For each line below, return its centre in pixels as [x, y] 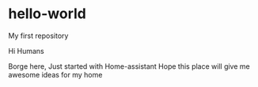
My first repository [38, 36]
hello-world [47, 14]
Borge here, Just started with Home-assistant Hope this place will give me [129, 66]
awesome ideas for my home [55, 74]
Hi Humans [27, 51]
